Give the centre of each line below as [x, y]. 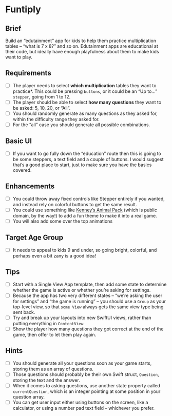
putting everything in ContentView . [49, 323]
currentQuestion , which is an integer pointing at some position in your [87, 391]
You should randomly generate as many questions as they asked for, [85, 113]
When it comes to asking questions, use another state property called [86, 385]
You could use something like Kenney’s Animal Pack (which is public [85, 210]
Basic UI [19, 141]
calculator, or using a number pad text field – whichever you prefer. [84, 408]
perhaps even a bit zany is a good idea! [54, 255]
